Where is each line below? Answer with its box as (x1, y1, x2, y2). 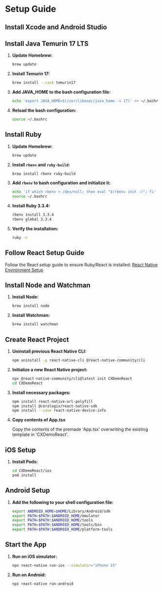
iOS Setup (5, 446, 36, 454)
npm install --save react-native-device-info (12, 408, 106, 413)
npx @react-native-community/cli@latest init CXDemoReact (12, 376, 132, 381)
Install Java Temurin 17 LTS (5, 39, 89, 47)
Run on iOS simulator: (12, 553, 57, 559)
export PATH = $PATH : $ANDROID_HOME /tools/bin (12, 523, 102, 527)
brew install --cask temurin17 (12, 80, 76, 85)
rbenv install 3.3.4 (12, 212, 54, 217)
